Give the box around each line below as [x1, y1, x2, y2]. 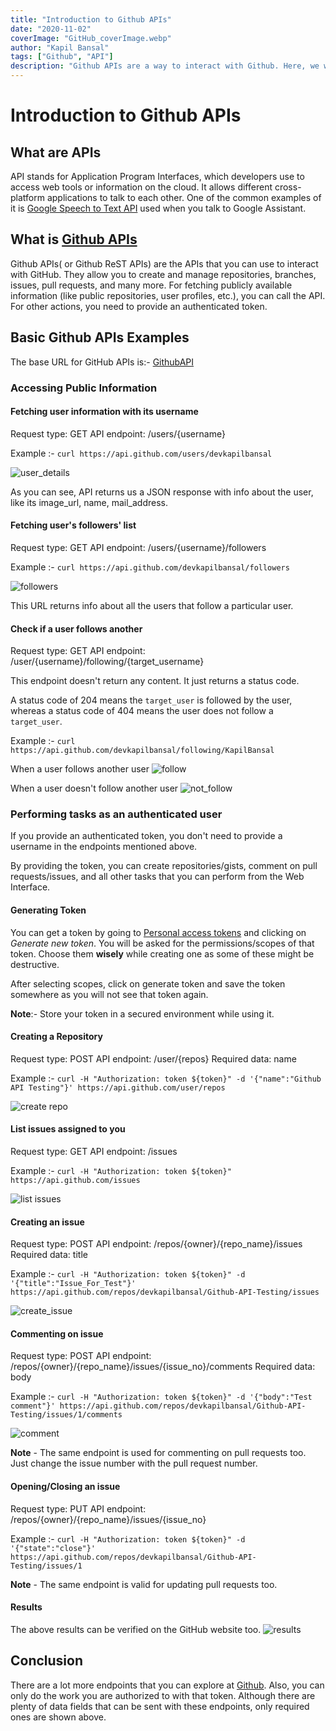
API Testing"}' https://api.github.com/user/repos [10, 1082, 226, 1093]
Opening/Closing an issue [10, 1481, 121, 1493]
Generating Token [10, 904, 87, 916]
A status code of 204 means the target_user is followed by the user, [10, 694, 293, 706]
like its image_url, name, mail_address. [10, 496, 169, 508]
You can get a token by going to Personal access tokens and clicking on [10, 926, 307, 938]
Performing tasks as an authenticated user [10, 807, 223, 821]
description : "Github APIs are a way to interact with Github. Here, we [10, 61, 320, 71]
